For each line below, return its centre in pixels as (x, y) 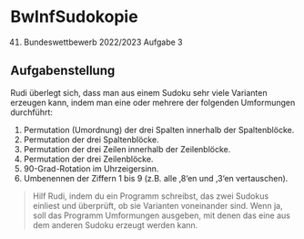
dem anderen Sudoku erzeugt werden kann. (115, 224)
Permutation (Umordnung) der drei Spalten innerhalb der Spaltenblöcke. (159, 130)
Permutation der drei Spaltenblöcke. (91, 140)
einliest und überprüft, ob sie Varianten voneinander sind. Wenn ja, (157, 205)
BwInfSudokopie (75, 17)
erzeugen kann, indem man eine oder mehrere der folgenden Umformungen (153, 102)
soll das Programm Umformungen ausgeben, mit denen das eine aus (161, 215)
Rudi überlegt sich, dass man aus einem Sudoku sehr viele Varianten (139, 92)
